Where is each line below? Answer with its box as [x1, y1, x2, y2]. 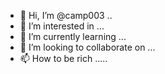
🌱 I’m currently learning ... [19, 31, 127, 42]
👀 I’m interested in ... [19, 20, 105, 32]
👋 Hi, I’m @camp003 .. [19, 10, 113, 21]
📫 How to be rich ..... [19, 53, 108, 64]
